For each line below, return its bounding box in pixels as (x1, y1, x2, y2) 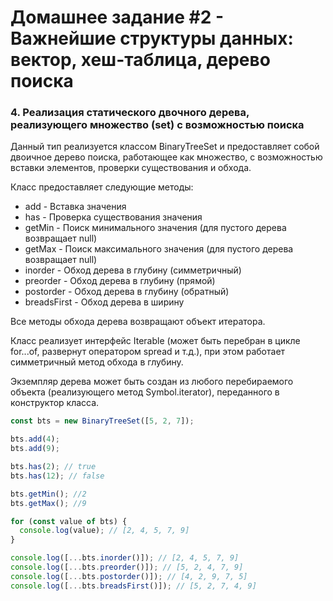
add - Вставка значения (24, 201, 127, 213)
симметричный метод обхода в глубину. (10, 356, 184, 368)
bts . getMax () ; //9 (10, 498, 87, 508)
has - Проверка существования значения (24, 211, 203, 223)
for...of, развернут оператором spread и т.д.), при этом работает (10, 346, 286, 358)
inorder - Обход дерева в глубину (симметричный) (24, 264, 242, 276)
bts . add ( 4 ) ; (10, 434, 60, 445)
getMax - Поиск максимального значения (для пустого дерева (24, 243, 294, 255)
